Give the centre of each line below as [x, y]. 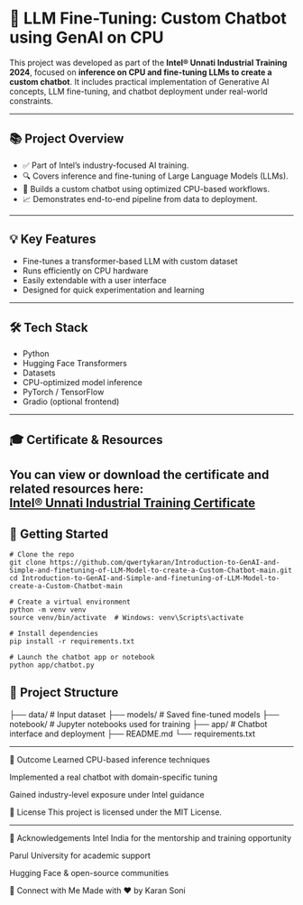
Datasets [39, 373]
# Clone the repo [42, 554]
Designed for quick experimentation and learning [113, 290]
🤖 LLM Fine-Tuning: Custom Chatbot [148, 18]
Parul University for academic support [80, 855]
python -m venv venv [48, 609]
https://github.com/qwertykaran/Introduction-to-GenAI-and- [165, 562]
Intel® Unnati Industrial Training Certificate [132, 503]
